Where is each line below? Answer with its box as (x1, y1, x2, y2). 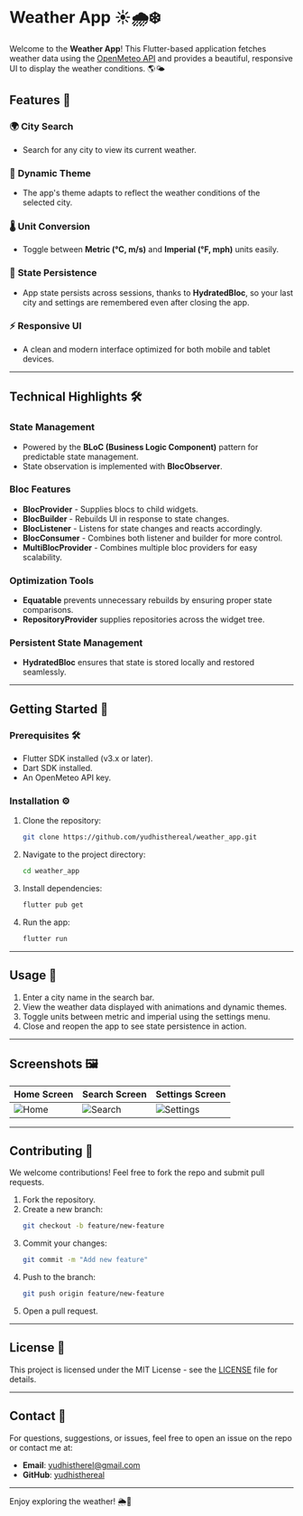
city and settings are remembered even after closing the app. (22, 297, 250, 307)
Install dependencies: (22, 883, 103, 894)
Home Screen (14, 1088, 74, 1100)
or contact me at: (9, 1442, 74, 1453)
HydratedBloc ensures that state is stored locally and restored (22, 657, 255, 668)
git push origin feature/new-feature (22, 1289, 165, 1298)
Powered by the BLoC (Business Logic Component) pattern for (22, 441, 259, 452)
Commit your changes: (22, 1238, 107, 1248)
